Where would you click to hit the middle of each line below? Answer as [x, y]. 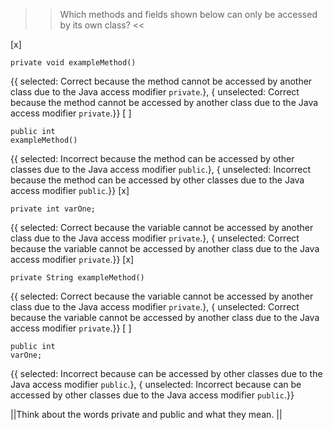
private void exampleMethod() [73, 63]
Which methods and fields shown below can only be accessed [188, 14]
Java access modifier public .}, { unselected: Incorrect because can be [156, 384]
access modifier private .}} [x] [72, 259]
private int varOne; [53, 209]
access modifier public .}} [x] [70, 190]
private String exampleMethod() [77, 278]
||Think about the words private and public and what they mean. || [146, 414]
